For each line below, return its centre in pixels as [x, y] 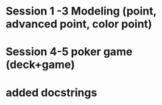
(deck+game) [40, 65]
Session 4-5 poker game [69, 52]
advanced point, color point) [79, 24]
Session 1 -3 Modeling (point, [81, 11]
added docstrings [51, 93]
